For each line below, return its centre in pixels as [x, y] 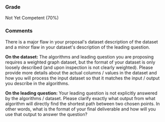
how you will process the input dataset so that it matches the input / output [82, 78]
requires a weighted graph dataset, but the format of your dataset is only [80, 62]
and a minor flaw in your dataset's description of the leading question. [78, 47]
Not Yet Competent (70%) [32, 18]
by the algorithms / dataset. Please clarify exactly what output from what [80, 98]
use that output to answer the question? [46, 114]
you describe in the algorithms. [37, 83]
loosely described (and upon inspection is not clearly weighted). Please [79, 67]
